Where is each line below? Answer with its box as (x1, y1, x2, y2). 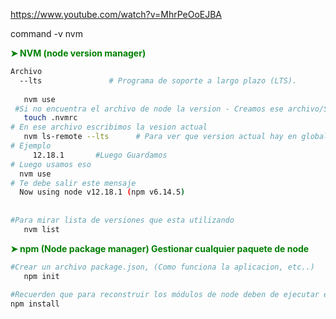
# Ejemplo (10, 141, 52, 151)
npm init (23, 271, 60, 281)
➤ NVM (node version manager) (10, 47, 147, 59)
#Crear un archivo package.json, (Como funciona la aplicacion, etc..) (10, 262, 315, 272)
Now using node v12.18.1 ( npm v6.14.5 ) (19, 187, 186, 198)
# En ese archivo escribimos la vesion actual (10, 122, 208, 133)
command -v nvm (10, 28, 84, 39)
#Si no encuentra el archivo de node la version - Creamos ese (14, 104, 284, 114)
